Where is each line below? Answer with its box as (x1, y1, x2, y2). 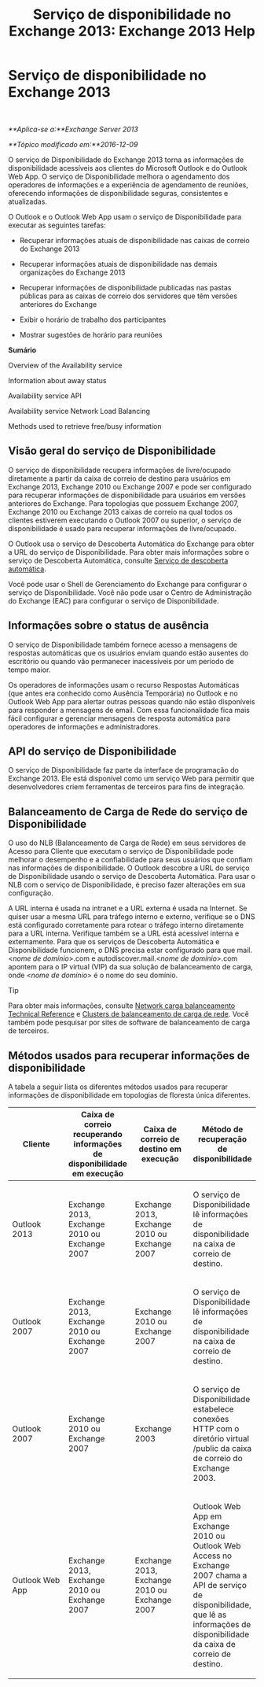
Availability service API (8, 391, 82, 401)
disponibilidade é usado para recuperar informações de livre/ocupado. (8, 523, 237, 533)
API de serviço (192, 1580, 247, 1590)
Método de (201, 1124, 244, 1135)
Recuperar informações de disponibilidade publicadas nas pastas (19, 282, 232, 292)
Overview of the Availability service (8, 360, 123, 370)
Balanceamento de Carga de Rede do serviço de (8, 805, 248, 818)
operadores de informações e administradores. (8, 722, 161, 731)
